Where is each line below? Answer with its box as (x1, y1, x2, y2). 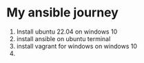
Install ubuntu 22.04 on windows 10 (16, 27, 118, 36)
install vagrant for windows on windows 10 (16, 42, 137, 50)
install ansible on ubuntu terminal (16, 34, 111, 42)
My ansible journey (6, 5, 119, 21)
